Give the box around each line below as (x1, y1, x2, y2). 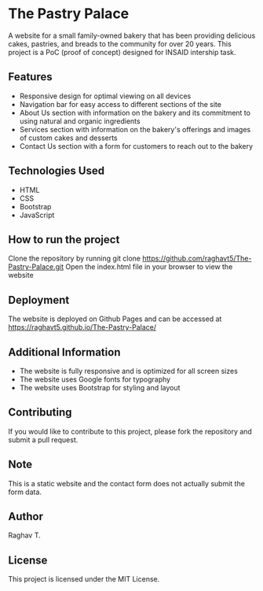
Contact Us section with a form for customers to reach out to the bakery (19, 141, 254, 150)
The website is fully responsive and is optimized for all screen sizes (19, 367, 238, 375)
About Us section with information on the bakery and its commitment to (19, 108, 251, 117)
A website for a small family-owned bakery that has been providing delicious (8, 31, 256, 40)
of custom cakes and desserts (19, 133, 118, 142)
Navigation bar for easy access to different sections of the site (19, 99, 222, 109)
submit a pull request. (8, 434, 79, 445)
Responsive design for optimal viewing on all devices (19, 91, 192, 101)
